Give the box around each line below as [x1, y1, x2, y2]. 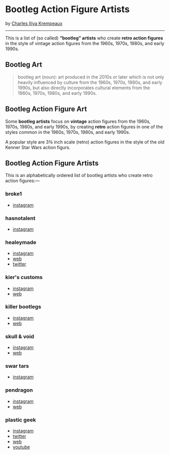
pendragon [5, 387, 33, 394]
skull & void [5, 333, 34, 340]
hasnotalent [5, 215, 35, 222]
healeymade [5, 238, 36, 246]
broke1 [5, 190, 22, 197]
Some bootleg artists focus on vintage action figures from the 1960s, [5, 118, 151, 124]
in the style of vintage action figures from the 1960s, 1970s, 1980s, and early [5, 40, 164, 46]
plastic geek [5, 416, 36, 423]
